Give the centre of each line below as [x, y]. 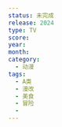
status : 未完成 [31, 15]
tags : [17, 74]
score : [19, 37]
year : [17, 45]
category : [24, 60]
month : [19, 52]
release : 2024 [31, 23]
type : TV [22, 30]
